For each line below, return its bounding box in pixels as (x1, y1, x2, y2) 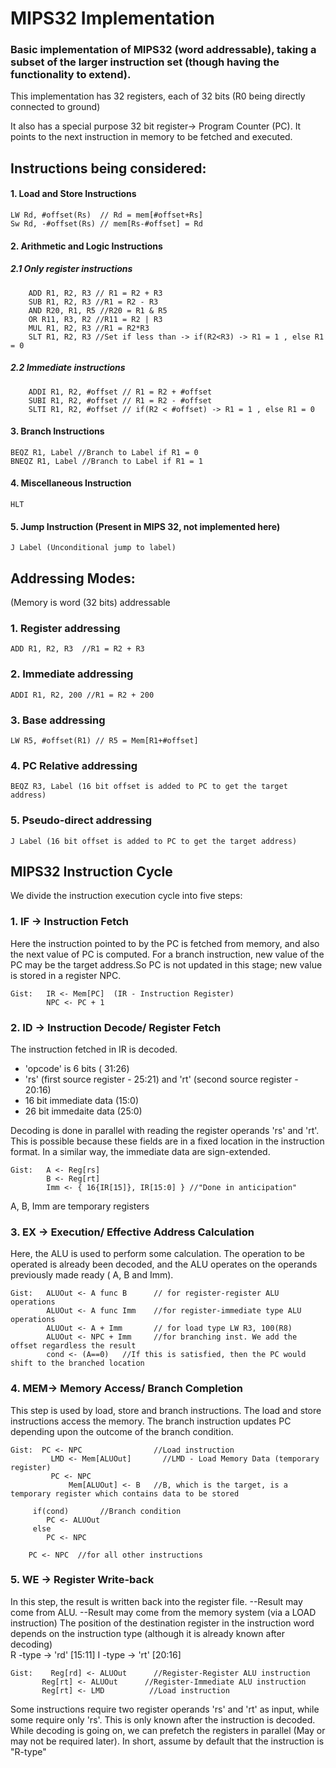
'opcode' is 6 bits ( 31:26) (24, 1062, 130, 1074)
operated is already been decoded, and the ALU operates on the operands (10, 1258, 318, 1271)
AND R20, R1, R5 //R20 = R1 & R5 (28, 305, 168, 316)
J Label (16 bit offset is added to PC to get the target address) (10, 836, 298, 846)
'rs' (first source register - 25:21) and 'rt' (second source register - (24, 1073, 299, 1085)
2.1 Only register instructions (10, 263, 133, 275)
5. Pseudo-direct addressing (10, 813, 152, 827)
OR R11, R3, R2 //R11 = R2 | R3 (28, 314, 163, 324)
